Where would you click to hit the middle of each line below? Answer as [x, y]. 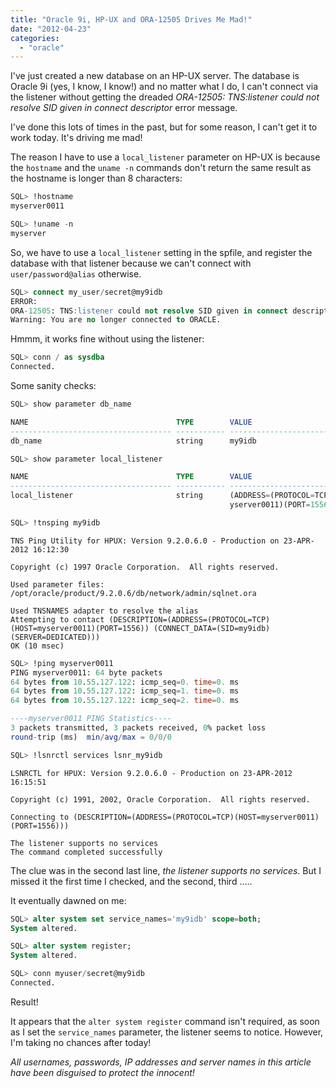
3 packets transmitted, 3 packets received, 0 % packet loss [138, 728]
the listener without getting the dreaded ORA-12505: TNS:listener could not [165, 97]
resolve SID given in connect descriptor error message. [124, 108]
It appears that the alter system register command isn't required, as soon [165, 1021]
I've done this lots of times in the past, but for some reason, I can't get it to [164, 127]
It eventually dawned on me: [68, 900]
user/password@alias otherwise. [76, 273]
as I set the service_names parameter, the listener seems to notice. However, [167, 1032]
